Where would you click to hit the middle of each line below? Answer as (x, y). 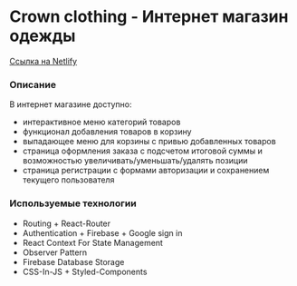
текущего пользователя (68, 180)
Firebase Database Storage (73, 261)
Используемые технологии (73, 203)
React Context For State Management (92, 242)
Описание (33, 84)
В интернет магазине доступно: (71, 104)
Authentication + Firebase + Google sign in (102, 232)
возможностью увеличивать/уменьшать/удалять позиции (135, 161)
